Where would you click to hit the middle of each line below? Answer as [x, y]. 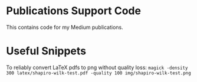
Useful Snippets [46, 51]
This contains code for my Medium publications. [65, 27]
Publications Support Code [74, 11]
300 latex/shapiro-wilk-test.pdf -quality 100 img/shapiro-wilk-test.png [99, 73]
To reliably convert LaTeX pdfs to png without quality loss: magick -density [97, 67]
